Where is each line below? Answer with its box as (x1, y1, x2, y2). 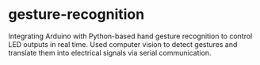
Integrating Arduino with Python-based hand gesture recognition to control (8, 31, 253, 41)
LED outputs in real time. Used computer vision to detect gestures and (8, 39, 238, 49)
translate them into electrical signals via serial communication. (8, 48, 212, 57)
